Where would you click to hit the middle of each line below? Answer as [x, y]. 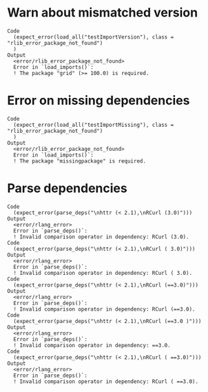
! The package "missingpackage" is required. [80, 161]
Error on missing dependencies [98, 101]
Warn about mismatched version [103, 13]
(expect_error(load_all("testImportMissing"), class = [94, 125]
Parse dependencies [67, 188]
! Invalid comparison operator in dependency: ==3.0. [92, 345]
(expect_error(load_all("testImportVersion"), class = [94, 37]
